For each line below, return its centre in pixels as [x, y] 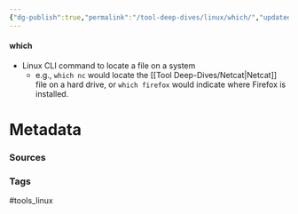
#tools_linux [31, 201]
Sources [27, 157]
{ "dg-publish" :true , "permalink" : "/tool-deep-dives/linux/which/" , [134, 17]
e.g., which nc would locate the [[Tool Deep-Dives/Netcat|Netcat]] [156, 75]
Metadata [45, 130]
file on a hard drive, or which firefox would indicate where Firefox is [161, 84]
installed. [52, 93]
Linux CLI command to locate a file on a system [109, 65]
